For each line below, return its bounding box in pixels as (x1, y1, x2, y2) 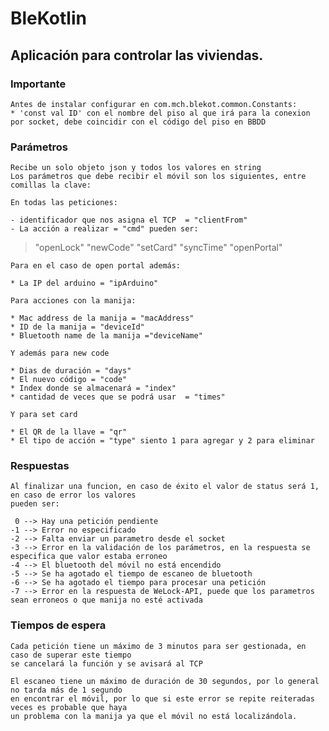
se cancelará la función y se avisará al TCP (10, 658, 203, 669)
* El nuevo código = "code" (10, 375, 128, 385)
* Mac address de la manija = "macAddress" (10, 313, 195, 324)
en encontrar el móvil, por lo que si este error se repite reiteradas (10, 693, 315, 704)
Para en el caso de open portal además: (10, 261, 182, 271)
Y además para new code (10, 348, 110, 359)
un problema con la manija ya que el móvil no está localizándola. (10, 711, 298, 721)
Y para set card (10, 410, 78, 420)
